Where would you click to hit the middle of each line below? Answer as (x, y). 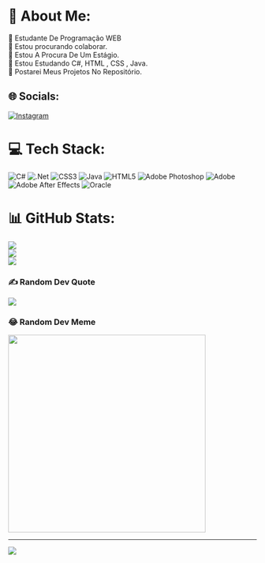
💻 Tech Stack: (57, 149)
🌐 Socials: (34, 97)
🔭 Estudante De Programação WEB (65, 38)
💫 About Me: (50, 16)
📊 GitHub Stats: (62, 218)
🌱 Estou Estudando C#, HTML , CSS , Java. (78, 63)
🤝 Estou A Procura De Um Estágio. (64, 55)
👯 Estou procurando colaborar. (58, 46)
